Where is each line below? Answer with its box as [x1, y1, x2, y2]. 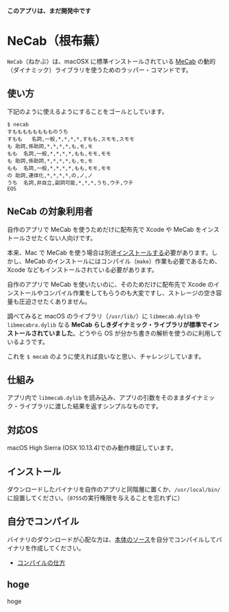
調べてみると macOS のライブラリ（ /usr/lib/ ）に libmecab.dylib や [7, 311, 200, 320]
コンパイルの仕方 [16, 558, 66, 567]
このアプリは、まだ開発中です [7, 7, 91, 14]
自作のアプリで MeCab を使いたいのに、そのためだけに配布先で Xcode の [7, 280, 214, 288]
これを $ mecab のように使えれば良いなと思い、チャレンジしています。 [7, 352, 205, 360]
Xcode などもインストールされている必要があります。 [7, 266, 159, 274]
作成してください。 [30, 543, 85, 552]
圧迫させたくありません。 [18, 297, 91, 305]
